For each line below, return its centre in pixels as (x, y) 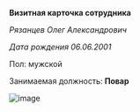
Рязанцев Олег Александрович (68, 30)
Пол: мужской (36, 64)
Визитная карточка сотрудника (70, 13)
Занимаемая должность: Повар (69, 81)
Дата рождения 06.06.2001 (60, 47)
